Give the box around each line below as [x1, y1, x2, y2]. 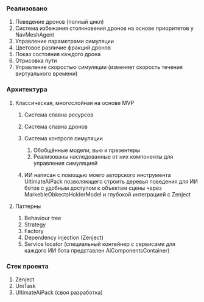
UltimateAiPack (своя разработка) [15, 289, 103, 296]
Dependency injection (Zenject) [24, 234, 104, 241]
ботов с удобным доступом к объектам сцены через [24, 184, 162, 192]
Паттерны [15, 203, 41, 210]
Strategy [24, 221, 46, 228]
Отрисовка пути [15, 57, 57, 65]
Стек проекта [6, 262, 49, 270]
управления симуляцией [33, 159, 98, 167]
